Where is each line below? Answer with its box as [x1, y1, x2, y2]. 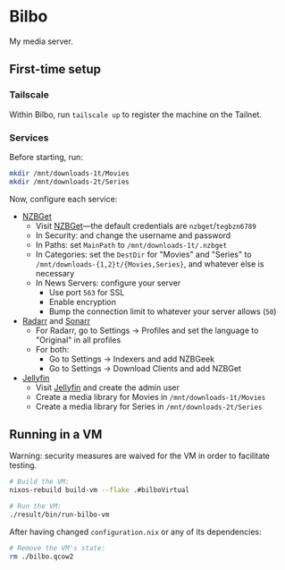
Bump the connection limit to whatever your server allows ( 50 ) [48, 306, 277, 317]
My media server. [9, 36, 73, 47]
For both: [35, 344, 70, 354]
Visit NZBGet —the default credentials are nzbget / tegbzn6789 [35, 220, 256, 231]
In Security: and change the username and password [35, 230, 231, 241]
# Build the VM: [9, 477, 70, 487]
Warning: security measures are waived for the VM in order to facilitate [9, 450, 271, 462]
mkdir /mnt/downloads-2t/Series [9, 177, 130, 186]
